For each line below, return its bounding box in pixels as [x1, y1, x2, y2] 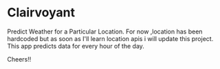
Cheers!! [7, 55, 32, 63]
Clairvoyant [7, 5, 76, 20]
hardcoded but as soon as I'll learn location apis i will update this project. [7, 34, 214, 42]
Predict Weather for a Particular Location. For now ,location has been [7, 27, 203, 36]
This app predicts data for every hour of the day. [7, 42, 144, 50]
